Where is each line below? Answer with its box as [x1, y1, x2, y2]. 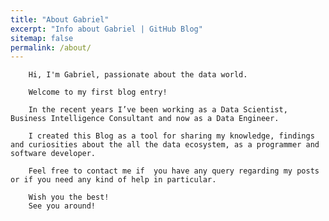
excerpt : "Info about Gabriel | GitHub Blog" [10, 24, 203, 34]
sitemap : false [10, 33, 74, 43]
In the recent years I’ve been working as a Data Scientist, [28, 105, 288, 115]
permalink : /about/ [10, 42, 92, 53]
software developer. [10, 149, 97, 159]
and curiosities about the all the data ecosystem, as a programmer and [10, 140, 320, 150]
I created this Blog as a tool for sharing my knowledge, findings [28, 131, 315, 141]
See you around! [28, 201, 97, 211]
